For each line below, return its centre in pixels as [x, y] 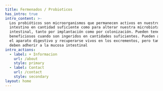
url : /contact [28, 72]
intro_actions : [20, 50]
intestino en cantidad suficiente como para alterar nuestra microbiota [84, 27]
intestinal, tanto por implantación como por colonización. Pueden [79, 32]
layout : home [18, 81]
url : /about [26, 59]
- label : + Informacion [33, 54]
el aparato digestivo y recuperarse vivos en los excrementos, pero [80, 41]
